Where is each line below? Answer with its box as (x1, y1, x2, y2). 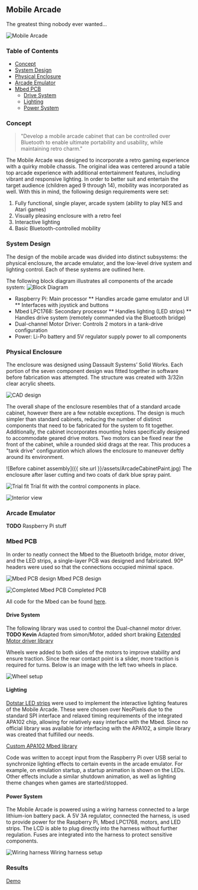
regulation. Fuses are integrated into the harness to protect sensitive (6, 831, 173, 838)
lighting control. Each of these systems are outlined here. (6, 266, 145, 273)
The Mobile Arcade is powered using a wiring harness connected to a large (6, 806, 189, 813)
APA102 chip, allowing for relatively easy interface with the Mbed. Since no (6, 719, 189, 725)
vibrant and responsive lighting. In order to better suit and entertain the (6, 176, 179, 183)
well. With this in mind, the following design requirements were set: (6, 188, 170, 195)
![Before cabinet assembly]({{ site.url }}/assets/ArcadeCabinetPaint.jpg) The (6, 465, 192, 472)
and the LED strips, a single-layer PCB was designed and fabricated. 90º (6, 557, 183, 564)
